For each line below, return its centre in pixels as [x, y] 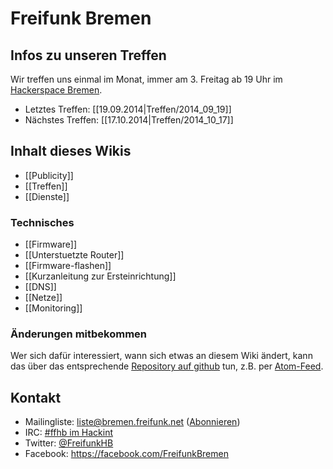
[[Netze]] [43, 298]
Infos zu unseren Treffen [88, 55]
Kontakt [36, 397]
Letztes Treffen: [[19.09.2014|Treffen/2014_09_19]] [128, 109]
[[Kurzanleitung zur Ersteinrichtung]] [100, 276]
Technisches [42, 222]
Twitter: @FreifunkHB [69, 443]
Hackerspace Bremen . [56, 90]
